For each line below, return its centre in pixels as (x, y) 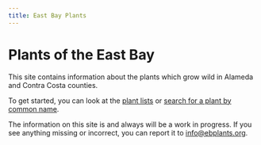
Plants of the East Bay (81, 54)
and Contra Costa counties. (53, 85)
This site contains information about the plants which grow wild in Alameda (131, 77)
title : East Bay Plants (48, 15)
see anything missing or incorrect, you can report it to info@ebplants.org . (128, 132)
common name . (34, 109)
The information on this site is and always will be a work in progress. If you (130, 124)
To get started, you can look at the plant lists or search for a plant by (120, 101)
